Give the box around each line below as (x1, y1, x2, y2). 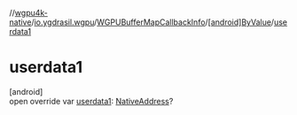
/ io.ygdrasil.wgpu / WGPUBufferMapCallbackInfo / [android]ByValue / (30, 17, 275, 27)
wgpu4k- (14, 8, 49, 18)
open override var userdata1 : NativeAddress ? (9, 96, 174, 106)
